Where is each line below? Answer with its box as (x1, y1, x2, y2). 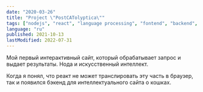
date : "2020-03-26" (6, 9, 56, 15)
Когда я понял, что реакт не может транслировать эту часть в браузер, (6, 73, 194, 79)
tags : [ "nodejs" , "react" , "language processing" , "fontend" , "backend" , (6, 20, 198, 26)
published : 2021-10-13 (6, 32, 64, 38)
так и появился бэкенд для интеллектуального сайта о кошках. (6, 79, 172, 86)
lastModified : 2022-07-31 (6, 37, 72, 43)
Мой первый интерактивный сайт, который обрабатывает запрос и (6, 54, 181, 61)
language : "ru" (6, 26, 45, 32)
